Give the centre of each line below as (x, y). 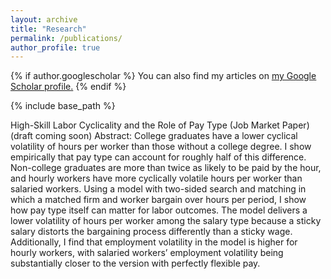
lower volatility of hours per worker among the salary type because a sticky (166, 221)
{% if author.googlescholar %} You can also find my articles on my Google (163, 76)
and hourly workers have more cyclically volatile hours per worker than (156, 178)
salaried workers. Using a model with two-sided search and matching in (158, 189)
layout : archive (44, 19)
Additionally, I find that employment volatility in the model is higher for (154, 242)
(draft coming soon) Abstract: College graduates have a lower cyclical (154, 136)
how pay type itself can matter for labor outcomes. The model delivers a (159, 210)
